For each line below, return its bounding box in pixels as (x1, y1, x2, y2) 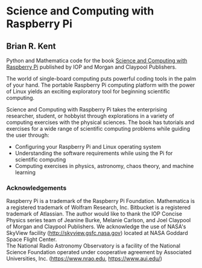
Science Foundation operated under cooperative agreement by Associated (6, 249, 192, 256)
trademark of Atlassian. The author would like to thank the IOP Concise (6, 210, 183, 217)
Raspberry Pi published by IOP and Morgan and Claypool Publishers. (6, 63, 177, 70)
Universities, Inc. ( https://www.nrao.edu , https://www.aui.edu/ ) (6, 255, 163, 263)
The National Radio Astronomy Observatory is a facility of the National (6, 242, 181, 249)
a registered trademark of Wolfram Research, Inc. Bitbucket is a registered (6, 204, 191, 211)
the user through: (6, 131, 49, 139)
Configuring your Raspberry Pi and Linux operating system (14, 143, 162, 150)
